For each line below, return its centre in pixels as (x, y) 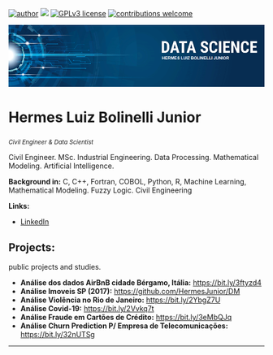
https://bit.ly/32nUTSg (57, 335)
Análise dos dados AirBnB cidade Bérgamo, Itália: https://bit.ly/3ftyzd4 (141, 283)
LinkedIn (35, 222)
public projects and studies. (55, 267)
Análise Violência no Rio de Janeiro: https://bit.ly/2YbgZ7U (120, 300)
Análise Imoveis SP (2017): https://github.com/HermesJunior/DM (130, 292)
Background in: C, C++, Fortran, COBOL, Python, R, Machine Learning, (128, 182)
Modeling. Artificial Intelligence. (61, 166)
